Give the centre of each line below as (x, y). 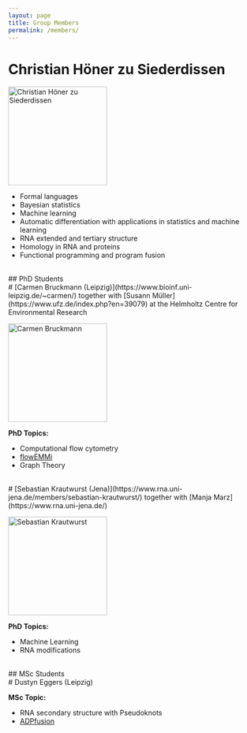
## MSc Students (36, 674)
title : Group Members (44, 23)
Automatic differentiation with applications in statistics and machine (129, 222)
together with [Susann (114, 296)
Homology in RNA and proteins (70, 247)
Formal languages (49, 196)
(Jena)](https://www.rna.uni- (136, 489)
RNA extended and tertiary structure (79, 238)
